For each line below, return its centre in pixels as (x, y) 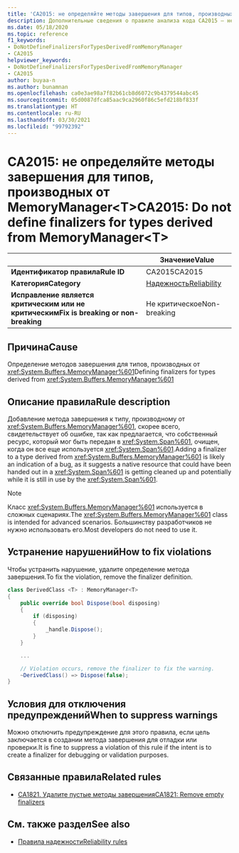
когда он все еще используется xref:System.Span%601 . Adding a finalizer (117, 449)
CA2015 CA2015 (174, 272)
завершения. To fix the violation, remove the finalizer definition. (100, 577)
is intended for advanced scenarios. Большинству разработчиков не (110, 522)
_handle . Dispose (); (74, 630)
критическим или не (48, 304)
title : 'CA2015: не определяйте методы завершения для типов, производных (121, 14)
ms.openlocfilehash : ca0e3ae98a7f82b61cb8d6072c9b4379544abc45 (103, 93)
